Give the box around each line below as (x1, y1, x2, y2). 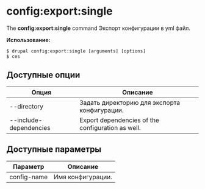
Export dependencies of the (79, 116, 160, 124)
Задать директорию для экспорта (79, 98, 181, 107)
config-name (9, 173, 48, 181)
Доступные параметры (6, 144, 102, 155)
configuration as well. (79, 123, 142, 132)
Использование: (6, 36, 51, 43)
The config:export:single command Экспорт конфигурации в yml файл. (6, 24, 191, 32)
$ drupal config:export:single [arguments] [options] (6, 48, 146, 54)
